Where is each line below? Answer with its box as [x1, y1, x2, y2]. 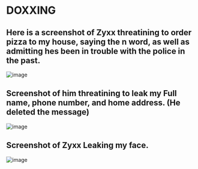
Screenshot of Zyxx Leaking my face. [6, 140, 149, 150]
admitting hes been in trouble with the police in [6, 46, 185, 56]
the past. [6, 55, 41, 66]
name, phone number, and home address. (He [6, 98, 181, 108]
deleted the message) [6, 107, 90, 117]
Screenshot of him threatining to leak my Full [6, 88, 177, 99]
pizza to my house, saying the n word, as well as [6, 36, 190, 47]
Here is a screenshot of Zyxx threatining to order [6, 27, 192, 38]
